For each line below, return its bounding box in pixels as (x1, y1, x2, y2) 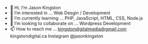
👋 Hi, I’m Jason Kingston (10, 5, 61, 10)
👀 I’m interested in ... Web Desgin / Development (10, 10, 111, 16)
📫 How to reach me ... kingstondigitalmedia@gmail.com (10, 26, 127, 32)
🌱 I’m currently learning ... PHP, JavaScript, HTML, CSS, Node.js (10, 15, 143, 21)
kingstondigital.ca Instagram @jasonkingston (10, 33, 104, 39)
